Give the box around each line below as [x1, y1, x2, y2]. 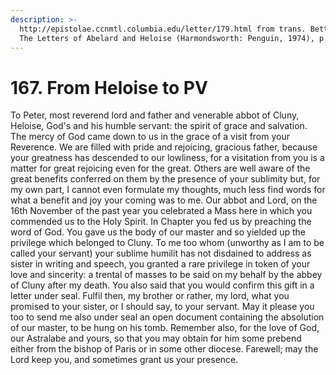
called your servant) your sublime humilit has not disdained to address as [10, 247, 312, 260]
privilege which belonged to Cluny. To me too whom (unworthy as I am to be [10, 237, 325, 249]
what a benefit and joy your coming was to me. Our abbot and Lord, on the [10, 194, 318, 206]
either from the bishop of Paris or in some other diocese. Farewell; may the [10, 343, 319, 355]
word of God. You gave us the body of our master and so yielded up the [10, 226, 306, 238]
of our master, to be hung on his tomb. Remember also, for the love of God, [10, 322, 320, 334]
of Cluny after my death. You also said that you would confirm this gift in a [10, 279, 315, 291]
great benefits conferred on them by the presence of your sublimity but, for [10, 173, 321, 185]
